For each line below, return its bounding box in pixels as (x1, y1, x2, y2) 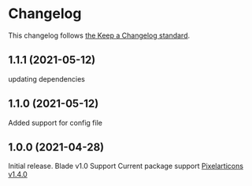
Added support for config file (8, 118, 102, 127)
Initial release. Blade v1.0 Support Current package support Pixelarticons (8, 162, 244, 171)
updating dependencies (8, 74, 85, 83)
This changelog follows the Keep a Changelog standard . (8, 31, 191, 40)
